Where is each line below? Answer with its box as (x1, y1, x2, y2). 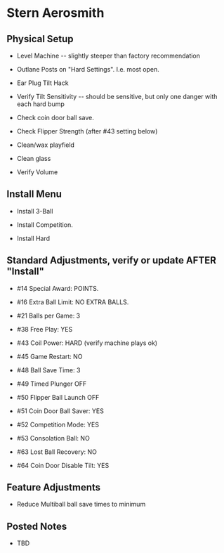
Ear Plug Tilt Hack (16, 79, 69, 87)
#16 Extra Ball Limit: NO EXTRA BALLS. (16, 297, 129, 306)
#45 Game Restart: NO (16, 352, 83, 360)
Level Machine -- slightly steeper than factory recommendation (16, 51, 201, 60)
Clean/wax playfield (16, 141, 75, 149)
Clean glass (16, 155, 51, 162)
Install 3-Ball (16, 207, 53, 215)
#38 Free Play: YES (16, 325, 73, 333)
